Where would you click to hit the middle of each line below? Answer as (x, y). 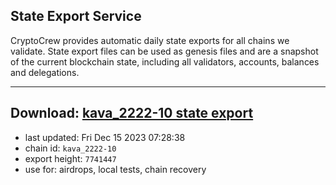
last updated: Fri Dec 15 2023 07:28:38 (105, 137)
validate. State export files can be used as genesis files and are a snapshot (164, 51)
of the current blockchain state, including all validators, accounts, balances (165, 61)
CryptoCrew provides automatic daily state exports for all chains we (150, 40)
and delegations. (45, 72)
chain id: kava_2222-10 (70, 148)
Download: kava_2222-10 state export (132, 113)
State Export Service (76, 16)
